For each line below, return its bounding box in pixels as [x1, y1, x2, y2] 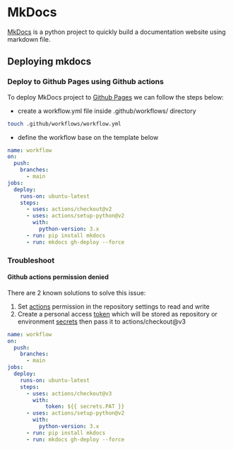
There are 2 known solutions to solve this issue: [7, 288, 146, 297]
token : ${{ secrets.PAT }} [44, 403, 125, 410]
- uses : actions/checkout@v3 [25, 390, 112, 397]
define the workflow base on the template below [17, 133, 159, 141]
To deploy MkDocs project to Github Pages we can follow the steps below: [7, 93, 224, 101]
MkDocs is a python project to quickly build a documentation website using [7, 28, 226, 36]
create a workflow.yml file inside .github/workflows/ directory [17, 107, 196, 115]
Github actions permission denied [7, 273, 109, 281]
